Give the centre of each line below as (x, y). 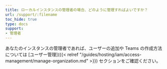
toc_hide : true (21, 19)
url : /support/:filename (31, 15)
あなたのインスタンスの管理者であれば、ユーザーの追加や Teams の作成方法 (84, 48)
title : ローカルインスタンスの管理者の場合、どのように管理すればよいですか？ (77, 10)
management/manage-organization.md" (47, 61)
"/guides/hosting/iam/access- (111, 54)
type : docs (17, 24)
